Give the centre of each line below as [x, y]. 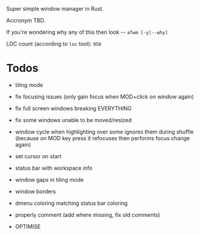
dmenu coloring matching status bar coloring [71, 203]
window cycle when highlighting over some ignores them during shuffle [104, 132]
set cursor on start [38, 156]
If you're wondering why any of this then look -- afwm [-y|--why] [87, 32]
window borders [35, 191]
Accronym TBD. [26, 20]
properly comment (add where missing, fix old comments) [88, 214]
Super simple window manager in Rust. [55, 9]
